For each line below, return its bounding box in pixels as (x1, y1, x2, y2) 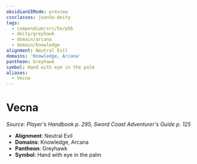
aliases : (6, 70, 28, 76)
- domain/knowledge (11, 42, 60, 48)
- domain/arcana (11, 36, 52, 42)
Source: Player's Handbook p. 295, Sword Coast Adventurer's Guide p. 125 (6, 120, 191, 128)
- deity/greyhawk (11, 31, 55, 37)
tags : (6, 20, 20, 26)
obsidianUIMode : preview (6, 8, 68, 15)
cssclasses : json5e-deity (6, 14, 70, 20)
